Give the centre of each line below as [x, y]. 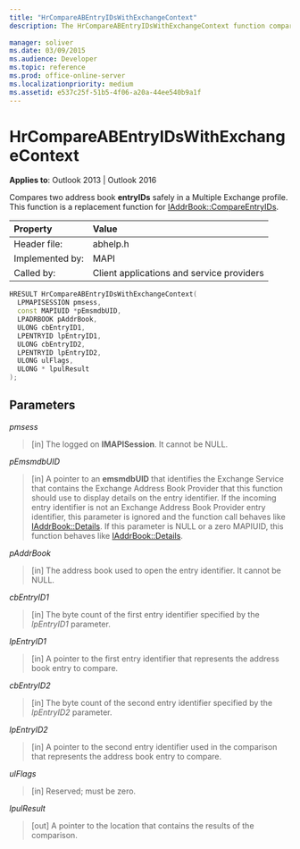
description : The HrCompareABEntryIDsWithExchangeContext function [137, 26]
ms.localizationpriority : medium [71, 84]
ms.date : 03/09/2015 [48, 51]
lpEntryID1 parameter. [71, 624]
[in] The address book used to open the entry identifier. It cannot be [156, 570]
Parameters [42, 405]
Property [33, 229]
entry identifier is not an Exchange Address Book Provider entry [148, 507]
